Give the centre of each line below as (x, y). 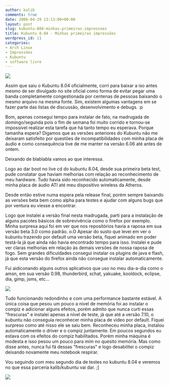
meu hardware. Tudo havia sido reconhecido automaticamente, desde (78, 180)
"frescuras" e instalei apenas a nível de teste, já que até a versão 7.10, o (79, 315)
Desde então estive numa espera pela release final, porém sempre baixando (84, 195)
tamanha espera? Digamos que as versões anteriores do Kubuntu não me (81, 133)
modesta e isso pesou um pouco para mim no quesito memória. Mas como (83, 341)
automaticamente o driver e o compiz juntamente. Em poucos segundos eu (83, 331)
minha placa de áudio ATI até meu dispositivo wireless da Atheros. (74, 185)
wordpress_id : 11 (23, 38)
